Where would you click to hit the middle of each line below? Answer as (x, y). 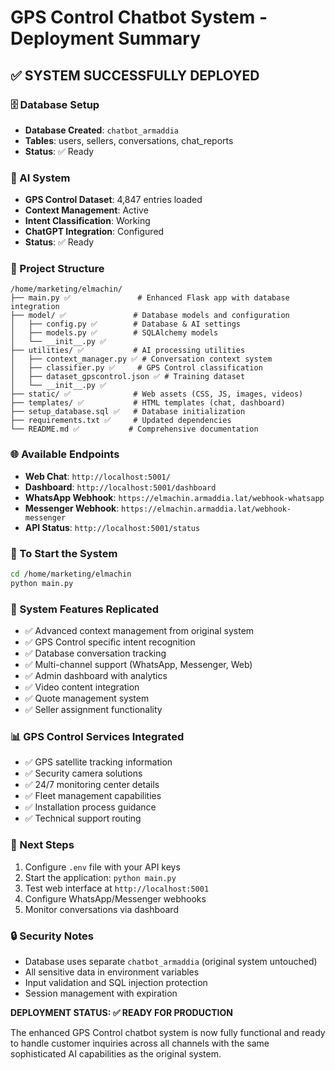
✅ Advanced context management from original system (139, 631)
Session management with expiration (101, 993)
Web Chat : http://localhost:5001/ (97, 476)
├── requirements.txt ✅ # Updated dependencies (121, 421)
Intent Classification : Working (87, 221)
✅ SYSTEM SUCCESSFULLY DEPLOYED (135, 75)
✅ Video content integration (82, 687)
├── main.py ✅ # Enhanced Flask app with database (150, 298)
